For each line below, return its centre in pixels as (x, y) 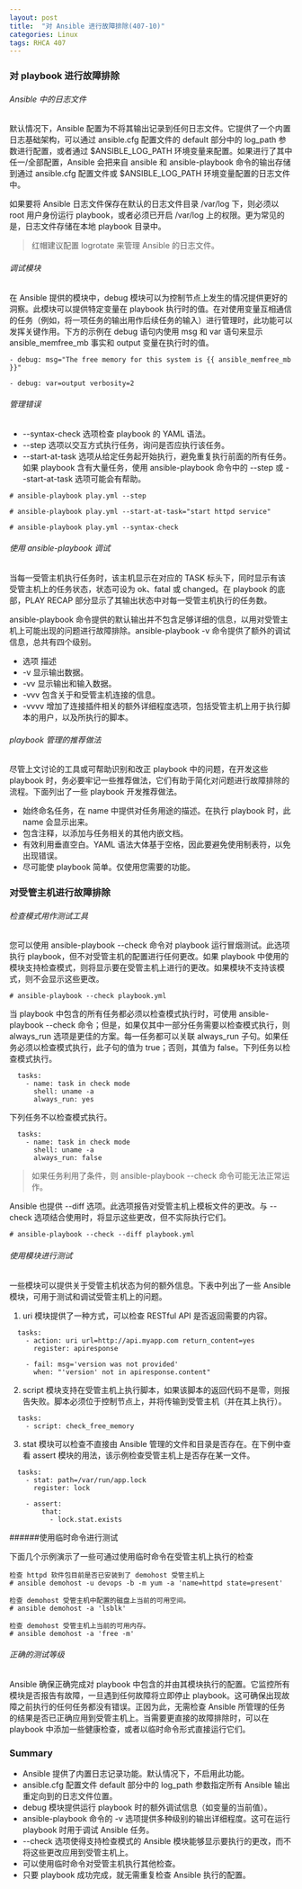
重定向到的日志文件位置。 (70, 1796)
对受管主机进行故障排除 (60, 893)
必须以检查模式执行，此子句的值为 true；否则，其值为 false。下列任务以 (150, 1048)
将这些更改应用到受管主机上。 (77, 1853)
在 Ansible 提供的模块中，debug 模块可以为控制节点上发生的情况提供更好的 (148, 297)
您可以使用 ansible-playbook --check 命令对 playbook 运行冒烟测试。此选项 (150, 945)
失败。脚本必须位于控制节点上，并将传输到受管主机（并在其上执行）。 (158, 1401)
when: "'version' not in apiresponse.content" (122, 1372)
